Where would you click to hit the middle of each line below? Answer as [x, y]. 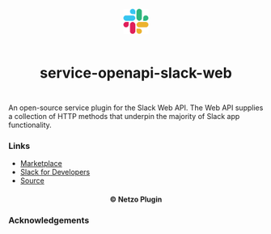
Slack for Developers [55, 172]
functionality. [30, 125]
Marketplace [41, 164]
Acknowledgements [49, 220]
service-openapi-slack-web [136, 73]
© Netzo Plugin [136, 199]
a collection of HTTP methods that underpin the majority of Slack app [124, 116]
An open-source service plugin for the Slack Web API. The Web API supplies [136, 108]
